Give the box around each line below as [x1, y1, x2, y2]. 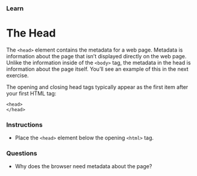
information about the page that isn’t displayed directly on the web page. [6, 52, 187, 59]
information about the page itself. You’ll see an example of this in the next [6, 65, 189, 73]
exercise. [6, 71, 29, 79]
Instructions [6, 120, 43, 129]
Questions [6, 149, 37, 157]
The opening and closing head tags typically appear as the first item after [6, 83, 189, 91]
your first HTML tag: [6, 90, 57, 97]
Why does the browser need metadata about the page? [14, 163, 152, 170]
